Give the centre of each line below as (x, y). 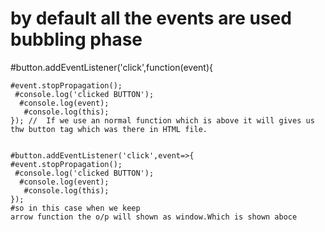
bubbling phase (76, 39)
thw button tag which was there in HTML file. (109, 129)
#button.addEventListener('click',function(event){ (112, 67)
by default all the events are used (151, 18)
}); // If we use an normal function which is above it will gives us (162, 120)
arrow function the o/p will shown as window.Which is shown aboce (154, 217)
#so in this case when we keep (75, 208)
